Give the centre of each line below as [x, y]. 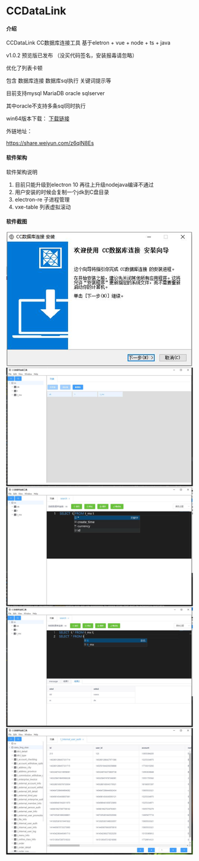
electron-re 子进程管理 [42, 199]
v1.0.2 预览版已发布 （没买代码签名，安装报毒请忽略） [72, 55]
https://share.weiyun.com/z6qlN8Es [50, 143]
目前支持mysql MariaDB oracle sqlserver [56, 93]
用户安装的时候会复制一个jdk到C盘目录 [62, 192]
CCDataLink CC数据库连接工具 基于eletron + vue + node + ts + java [88, 43]
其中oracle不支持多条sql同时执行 [46, 106]
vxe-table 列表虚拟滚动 [43, 207]
